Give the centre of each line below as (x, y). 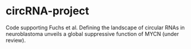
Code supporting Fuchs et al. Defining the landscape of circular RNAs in (95, 27)
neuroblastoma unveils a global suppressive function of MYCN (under (92, 33)
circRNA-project (47, 11)
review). (16, 40)
